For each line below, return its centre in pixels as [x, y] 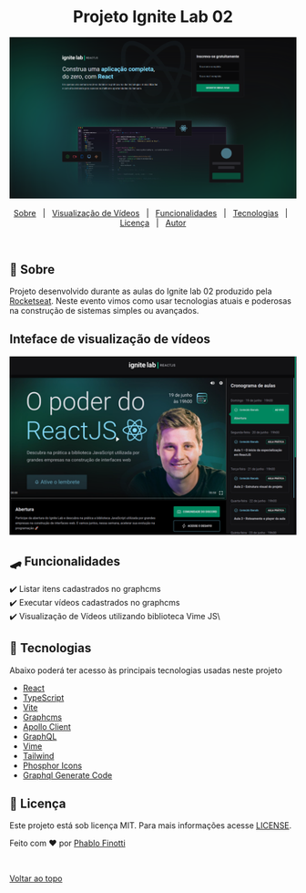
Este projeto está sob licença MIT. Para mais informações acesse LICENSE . [151, 826]
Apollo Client [46, 726]
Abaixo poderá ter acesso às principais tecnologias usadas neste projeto [146, 670]
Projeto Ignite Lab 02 [153, 17]
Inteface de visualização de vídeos [110, 339]
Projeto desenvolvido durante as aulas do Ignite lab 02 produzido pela [141, 291]
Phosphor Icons [52, 765]
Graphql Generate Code [67, 775]
